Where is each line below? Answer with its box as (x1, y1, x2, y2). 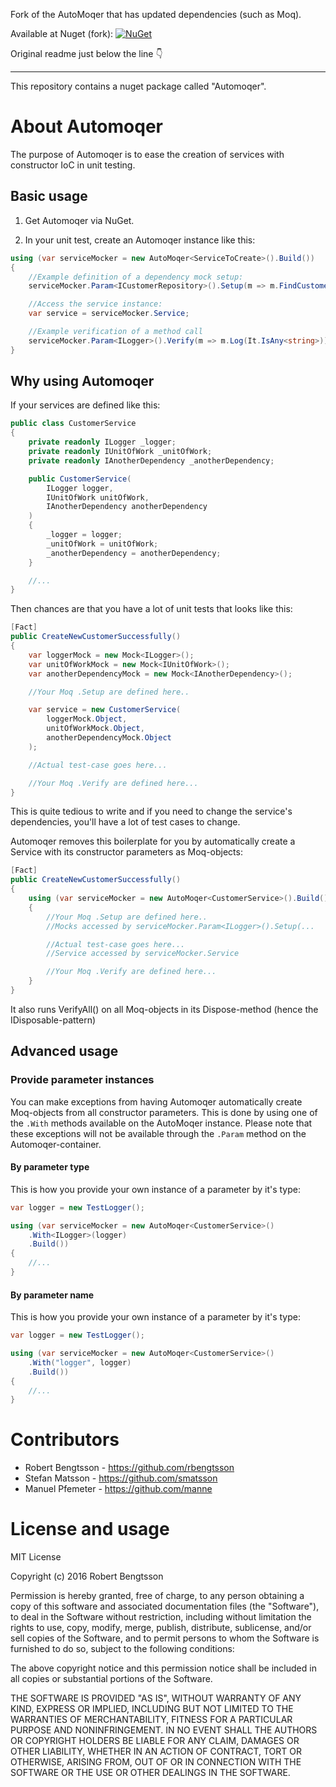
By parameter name (10, 1289, 95, 1301)
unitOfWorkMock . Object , (46, 724, 145, 734)
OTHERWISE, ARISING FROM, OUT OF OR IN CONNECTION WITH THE (10, 1756, 302, 1768)
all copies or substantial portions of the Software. (10, 1673, 213, 1685)
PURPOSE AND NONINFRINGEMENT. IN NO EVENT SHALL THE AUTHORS (10, 1724, 318, 1736)
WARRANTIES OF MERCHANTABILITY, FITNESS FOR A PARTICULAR (10, 1714, 293, 1726)
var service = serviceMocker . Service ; (28, 309, 190, 319)
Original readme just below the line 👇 (10, 48, 163, 59)
